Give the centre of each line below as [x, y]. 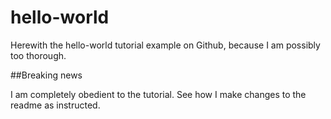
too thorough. [38, 55]
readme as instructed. [55, 105]
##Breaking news [46, 75]
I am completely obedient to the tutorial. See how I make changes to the [158, 94]
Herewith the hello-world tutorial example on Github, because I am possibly [165, 45]
